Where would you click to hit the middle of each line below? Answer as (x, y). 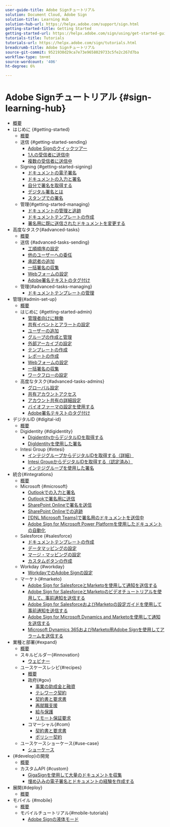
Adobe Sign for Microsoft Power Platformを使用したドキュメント (95, 524)
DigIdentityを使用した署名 (55, 444)
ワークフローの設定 (48, 375)
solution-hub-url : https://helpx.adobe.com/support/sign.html (72, 24)
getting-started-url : (28, 33)
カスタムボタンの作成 (50, 561)
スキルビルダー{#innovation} (50, 655)
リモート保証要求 (53, 718)
